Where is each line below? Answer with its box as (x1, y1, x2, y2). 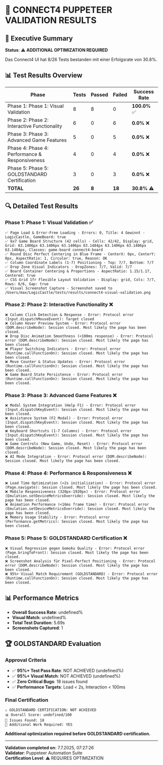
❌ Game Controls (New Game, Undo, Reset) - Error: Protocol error (5, 442, 143, 446)
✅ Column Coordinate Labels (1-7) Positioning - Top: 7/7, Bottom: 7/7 (5, 260, 154, 265)
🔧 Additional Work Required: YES (5, 722, 73, 727)
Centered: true (5, 273, 36, 278)
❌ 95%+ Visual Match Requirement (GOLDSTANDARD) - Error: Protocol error (5, 571, 158, 576)
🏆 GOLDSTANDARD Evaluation (5, 639, 101, 648)
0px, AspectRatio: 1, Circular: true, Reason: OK (5, 256, 108, 261)
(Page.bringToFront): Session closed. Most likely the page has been (5, 550, 149, 555)
